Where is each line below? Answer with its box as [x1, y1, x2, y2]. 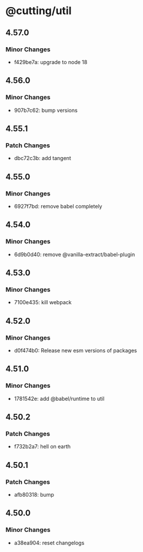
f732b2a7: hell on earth [14, 443, 71, 450]
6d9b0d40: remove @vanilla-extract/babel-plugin [14, 251, 135, 258]
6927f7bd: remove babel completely [14, 202, 102, 210]
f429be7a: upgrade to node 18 [14, 58, 88, 65]
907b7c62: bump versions [14, 107, 78, 114]
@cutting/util [5, 4, 72, 18]
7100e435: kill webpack [14, 299, 72, 306]
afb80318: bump [14, 491, 54, 498]
